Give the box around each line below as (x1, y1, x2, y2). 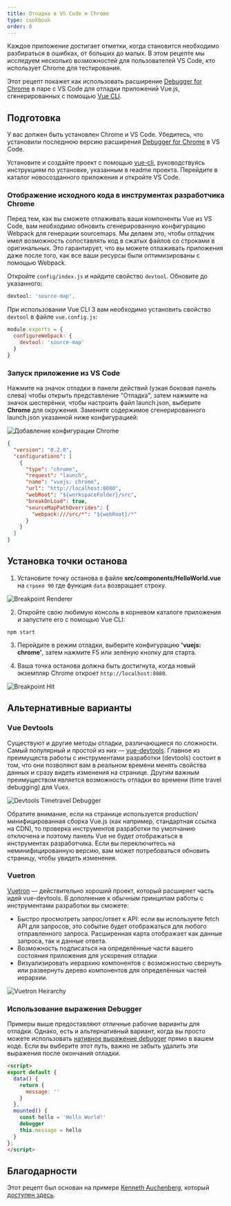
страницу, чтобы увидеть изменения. (7, 854, 117, 862)
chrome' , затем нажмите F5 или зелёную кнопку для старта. (17, 648, 197, 657)
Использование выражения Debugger (7, 1004, 143, 1013)
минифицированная (7, 817, 66, 825)
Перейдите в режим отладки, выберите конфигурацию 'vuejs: (17, 641, 201, 649)
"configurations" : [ (13, 453, 72, 460)
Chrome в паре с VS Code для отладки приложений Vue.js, (7, 84, 181, 93)
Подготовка (7, 112, 61, 124)
